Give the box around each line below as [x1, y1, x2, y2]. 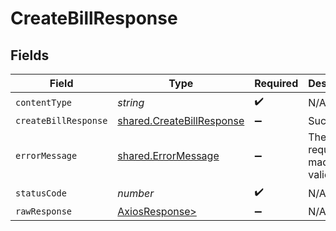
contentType [15, 97, 73, 108]
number [117, 186, 155, 200]
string [117, 95, 145, 109]
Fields [10, 47, 50, 64]
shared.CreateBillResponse [117, 114, 245, 127]
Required [254, 77, 299, 90]
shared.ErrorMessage [117, 149, 220, 162]
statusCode [15, 187, 67, 199]
